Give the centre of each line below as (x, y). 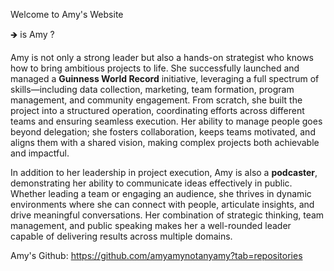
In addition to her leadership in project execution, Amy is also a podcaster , (164, 172)
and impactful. (40, 153)
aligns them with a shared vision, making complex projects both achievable (165, 142)
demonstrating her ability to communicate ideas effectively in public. (151, 183)
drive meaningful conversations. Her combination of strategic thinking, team (167, 215)
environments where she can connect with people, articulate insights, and (162, 204)
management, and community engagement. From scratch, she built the (156, 100)
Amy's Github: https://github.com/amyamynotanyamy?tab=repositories (156, 255)
